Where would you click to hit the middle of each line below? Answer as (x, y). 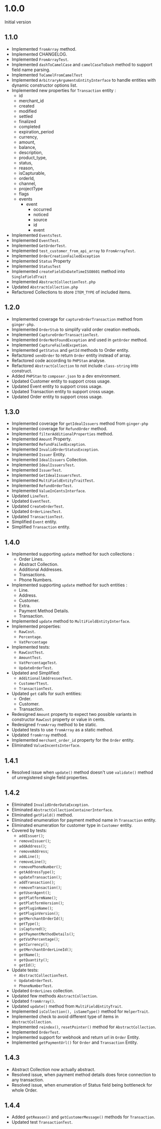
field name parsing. (31, 70)
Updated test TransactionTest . (42, 1122)
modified (28, 111)
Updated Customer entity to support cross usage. (61, 381)
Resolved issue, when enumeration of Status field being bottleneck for (82, 1085)
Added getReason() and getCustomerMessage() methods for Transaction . (83, 1117)
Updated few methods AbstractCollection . (55, 996)
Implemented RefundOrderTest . (42, 486)
